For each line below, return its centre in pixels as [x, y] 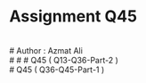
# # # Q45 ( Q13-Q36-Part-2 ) [64, 60]
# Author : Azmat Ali [46, 50]
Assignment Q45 [73, 17]
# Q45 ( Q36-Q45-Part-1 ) [57, 70]
